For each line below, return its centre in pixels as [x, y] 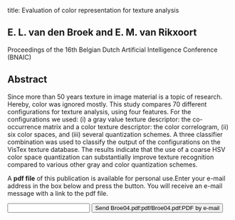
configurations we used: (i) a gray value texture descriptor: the [99, 119]
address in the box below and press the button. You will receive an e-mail [115, 186]
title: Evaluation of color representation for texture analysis [93, 10]
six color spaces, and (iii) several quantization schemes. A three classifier [115, 134]
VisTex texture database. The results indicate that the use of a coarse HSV [116, 149]
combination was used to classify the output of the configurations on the [114, 142]
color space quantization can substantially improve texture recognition [111, 157]
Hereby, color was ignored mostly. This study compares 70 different [107, 104]
